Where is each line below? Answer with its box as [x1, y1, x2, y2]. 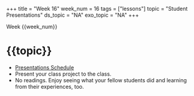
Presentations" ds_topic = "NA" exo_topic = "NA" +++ [6, 11, 139, 19]
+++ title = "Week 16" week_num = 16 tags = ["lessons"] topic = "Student [6, 5, 188, 12]
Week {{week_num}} [6, 23, 58, 30]
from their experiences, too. [14, 83, 84, 90]
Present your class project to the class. [14, 70, 112, 77]
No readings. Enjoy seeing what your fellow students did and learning [14, 76, 187, 83]
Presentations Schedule [14, 64, 74, 71]
